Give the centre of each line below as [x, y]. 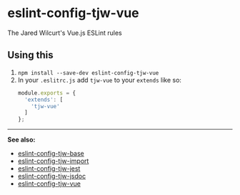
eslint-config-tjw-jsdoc [52, 176]
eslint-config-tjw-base [51, 154]
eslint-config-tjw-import [53, 161]
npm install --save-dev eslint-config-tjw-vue [88, 73]
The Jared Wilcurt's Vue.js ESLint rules [65, 33]
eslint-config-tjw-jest [49, 169]
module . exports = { [47, 93]
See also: [21, 139]
